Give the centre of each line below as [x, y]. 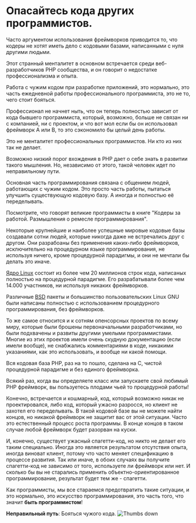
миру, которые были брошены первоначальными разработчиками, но [94, 326]
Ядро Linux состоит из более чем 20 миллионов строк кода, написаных [96, 273]
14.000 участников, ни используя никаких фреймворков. [77, 285]
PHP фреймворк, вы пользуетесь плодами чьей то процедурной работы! [97, 387]
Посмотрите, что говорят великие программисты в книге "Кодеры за [93, 212]
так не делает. [24, 147]
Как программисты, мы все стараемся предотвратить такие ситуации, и [98, 490]
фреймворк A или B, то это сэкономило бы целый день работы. [86, 130]
